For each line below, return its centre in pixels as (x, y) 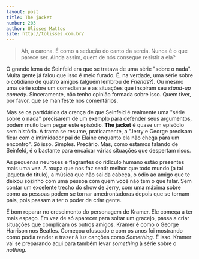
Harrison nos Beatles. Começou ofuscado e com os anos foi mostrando (94, 231)
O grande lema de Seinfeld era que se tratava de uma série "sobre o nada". (99, 69)
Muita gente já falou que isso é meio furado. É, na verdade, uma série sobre (100, 75)
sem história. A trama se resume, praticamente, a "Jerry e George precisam (99, 132)
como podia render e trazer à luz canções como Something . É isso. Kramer (99, 237)
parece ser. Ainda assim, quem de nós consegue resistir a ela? (98, 57)
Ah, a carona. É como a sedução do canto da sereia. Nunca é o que (104, 51)
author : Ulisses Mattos (36, 28)
